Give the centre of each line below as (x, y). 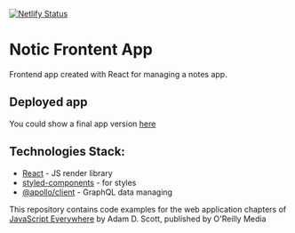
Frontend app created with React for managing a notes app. (119, 74)
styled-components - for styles (79, 182)
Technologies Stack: (68, 152)
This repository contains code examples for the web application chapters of (148, 209)
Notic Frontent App (81, 50)
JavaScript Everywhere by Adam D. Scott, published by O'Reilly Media (138, 219)
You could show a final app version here (83, 124)
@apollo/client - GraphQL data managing (97, 192)
